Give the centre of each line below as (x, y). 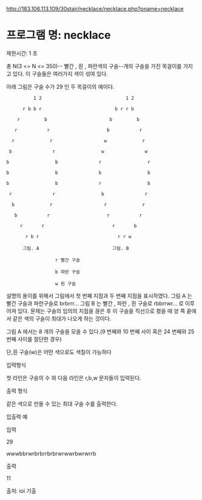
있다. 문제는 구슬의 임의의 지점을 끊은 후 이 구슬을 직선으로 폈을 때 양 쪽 (101, 311)
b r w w (78, 151)
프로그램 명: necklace (59, 35)
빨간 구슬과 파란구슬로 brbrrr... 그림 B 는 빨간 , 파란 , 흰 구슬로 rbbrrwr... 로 (95, 303)
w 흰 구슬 (66, 283)
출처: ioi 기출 (21, 491)
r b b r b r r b (78, 109)
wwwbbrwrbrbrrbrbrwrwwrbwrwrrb (51, 453)
